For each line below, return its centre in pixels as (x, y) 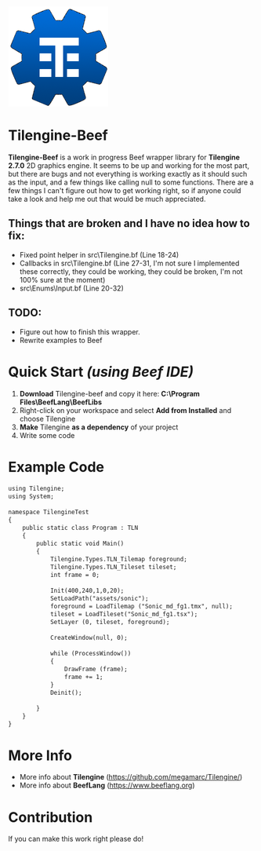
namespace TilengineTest (49, 513)
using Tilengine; (36, 489)
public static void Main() (80, 544)
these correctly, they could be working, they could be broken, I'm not (131, 271)
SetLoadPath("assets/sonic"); (99, 599)
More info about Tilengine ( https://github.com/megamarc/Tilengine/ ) (131, 777)
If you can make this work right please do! (76, 839)
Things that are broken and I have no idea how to (129, 223)
